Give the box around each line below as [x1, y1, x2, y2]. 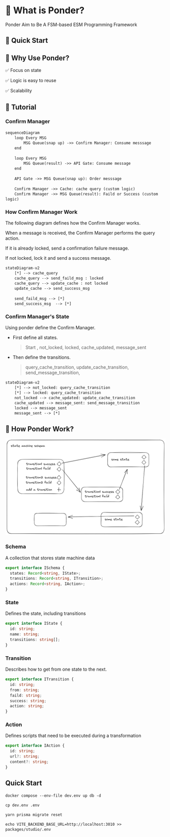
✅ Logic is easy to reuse [5, 78, 56, 84]
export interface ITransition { [5, 677, 74, 682]
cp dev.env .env [5, 802, 40, 808]
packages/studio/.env [5, 827, 51, 832]
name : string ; [10, 632, 40, 637]
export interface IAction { [5, 743, 65, 748]
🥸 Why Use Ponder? [5, 54, 70, 62]
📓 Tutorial [5, 103, 37, 111]
